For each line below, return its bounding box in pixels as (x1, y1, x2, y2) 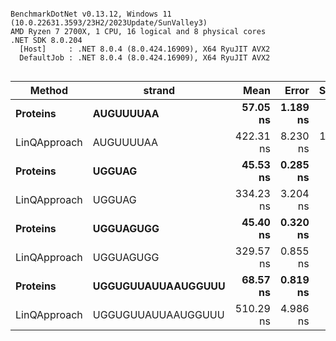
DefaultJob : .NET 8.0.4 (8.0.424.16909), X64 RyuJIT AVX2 (19, 53, 271, 63)
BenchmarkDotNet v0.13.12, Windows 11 (10, 9, 172, 19)
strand (143, 84, 175, 97)
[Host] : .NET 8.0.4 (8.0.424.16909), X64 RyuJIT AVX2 (19, 44, 271, 54)
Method (29, 84, 68, 97)
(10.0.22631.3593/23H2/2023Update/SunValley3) (10, 18, 208, 28)
